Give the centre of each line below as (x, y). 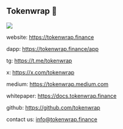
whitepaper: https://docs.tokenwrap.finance (61, 96)
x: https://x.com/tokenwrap (40, 72)
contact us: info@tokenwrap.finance (52, 119)
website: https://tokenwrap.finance (50, 37)
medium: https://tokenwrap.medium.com (57, 84)
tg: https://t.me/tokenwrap (39, 61)
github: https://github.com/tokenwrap (53, 107)
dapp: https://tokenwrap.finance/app (53, 48)
